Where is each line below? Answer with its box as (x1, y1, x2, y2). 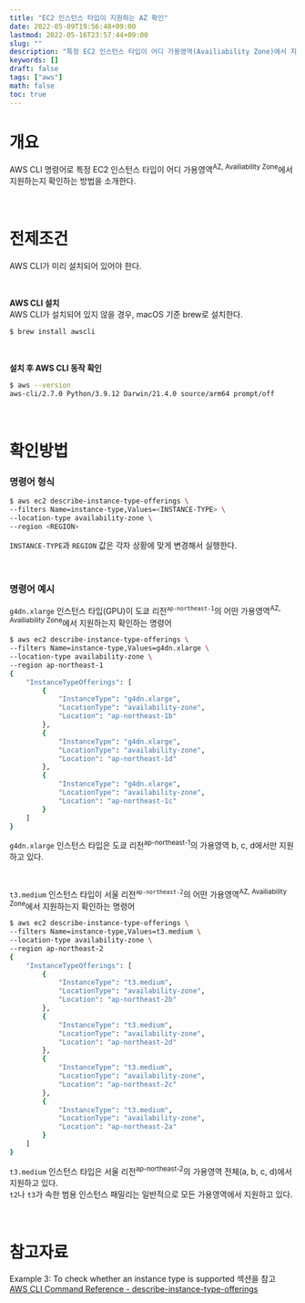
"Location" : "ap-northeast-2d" (57, 1037, 178, 1047)
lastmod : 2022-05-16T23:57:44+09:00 (9, 30, 148, 39)
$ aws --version (9, 380, 71, 390)
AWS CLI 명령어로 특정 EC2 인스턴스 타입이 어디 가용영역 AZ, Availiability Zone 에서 (9, 162, 293, 175)
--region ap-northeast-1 (9, 661, 104, 670)
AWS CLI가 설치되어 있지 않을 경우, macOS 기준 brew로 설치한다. (9, 309, 243, 320)
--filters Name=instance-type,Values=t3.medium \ (9, 927, 202, 936)
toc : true (9, 89, 47, 99)
